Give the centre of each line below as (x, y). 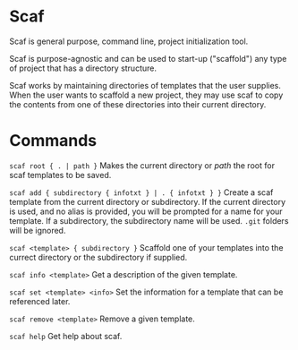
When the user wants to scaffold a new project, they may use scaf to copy (146, 95)
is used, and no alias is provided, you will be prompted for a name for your (146, 211)
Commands (53, 141)
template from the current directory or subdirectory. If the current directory (148, 201)
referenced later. (40, 301)
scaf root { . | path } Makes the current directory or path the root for (142, 165)
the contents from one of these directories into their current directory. (138, 104)
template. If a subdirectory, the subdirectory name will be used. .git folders (149, 220)
